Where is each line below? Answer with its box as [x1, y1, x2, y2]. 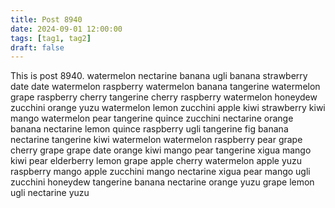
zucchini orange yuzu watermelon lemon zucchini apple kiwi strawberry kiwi [10, 102, 326, 114]
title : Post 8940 [10, 14, 83, 25]
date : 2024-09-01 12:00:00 [10, 24, 123, 34]
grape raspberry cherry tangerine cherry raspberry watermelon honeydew [10, 91, 318, 103]
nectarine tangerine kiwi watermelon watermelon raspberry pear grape [10, 134, 303, 146]
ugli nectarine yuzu [10, 187, 90, 199]
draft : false [10, 42, 65, 53]
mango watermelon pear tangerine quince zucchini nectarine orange [10, 112, 294, 125]
